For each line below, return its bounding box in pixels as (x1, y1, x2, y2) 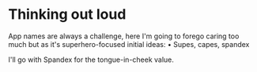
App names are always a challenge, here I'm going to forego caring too (8, 31, 240, 41)
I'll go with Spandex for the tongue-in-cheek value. (8, 55, 174, 64)
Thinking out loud (8, 5, 127, 23)
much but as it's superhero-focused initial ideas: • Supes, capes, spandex (8, 39, 250, 49)
